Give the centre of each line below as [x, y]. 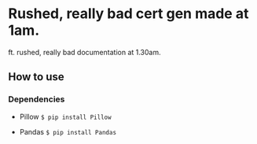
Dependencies [37, 99]
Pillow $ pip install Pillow [65, 116]
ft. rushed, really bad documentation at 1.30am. [84, 52]
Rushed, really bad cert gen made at [128, 14]
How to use [36, 77]
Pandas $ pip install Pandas [68, 131]
